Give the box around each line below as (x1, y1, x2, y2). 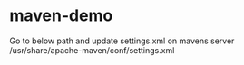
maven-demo (9, 5, 113, 26)
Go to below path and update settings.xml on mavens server (9, 35, 235, 46)
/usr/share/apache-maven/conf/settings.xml (9, 44, 175, 55)
